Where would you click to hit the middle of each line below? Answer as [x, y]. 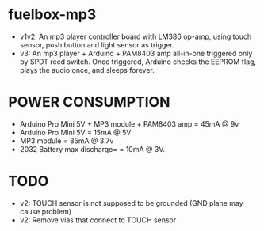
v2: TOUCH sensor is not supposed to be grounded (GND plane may [131, 203]
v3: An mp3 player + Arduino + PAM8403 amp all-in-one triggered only [136, 53]
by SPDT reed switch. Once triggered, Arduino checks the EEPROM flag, [138, 62]
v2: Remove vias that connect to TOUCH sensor [98, 220]
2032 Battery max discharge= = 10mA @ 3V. [92, 149]
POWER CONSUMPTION [89, 102]
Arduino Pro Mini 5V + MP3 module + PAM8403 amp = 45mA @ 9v [129, 123]
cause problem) [46, 211]
